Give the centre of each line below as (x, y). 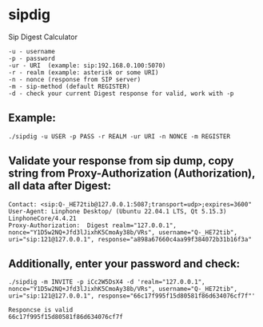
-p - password (32, 58)
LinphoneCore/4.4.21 (43, 218)
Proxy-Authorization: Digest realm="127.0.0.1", (93, 225)
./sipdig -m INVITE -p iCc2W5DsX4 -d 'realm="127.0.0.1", (107, 282)
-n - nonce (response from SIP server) (75, 79)
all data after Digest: (60, 186)
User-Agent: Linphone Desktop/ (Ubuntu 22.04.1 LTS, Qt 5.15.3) (118, 211)
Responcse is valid (41, 310)
